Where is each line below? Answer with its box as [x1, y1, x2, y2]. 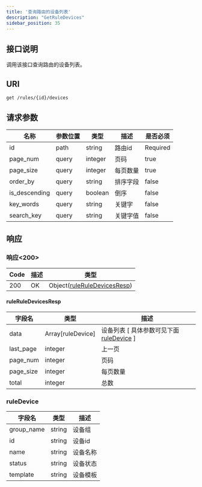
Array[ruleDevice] [44, 329, 96, 338]
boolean [86, 188, 109, 196]
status [9, 459, 27, 467]
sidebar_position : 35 [6, 20, 61, 26]
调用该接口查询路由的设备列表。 [6, 61, 85, 68]
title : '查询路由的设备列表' [6, 8, 71, 15]
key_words [9, 200, 39, 208]
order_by [9, 177, 35, 186]
